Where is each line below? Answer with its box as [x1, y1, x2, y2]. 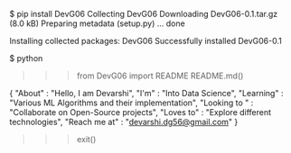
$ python [9, 53, 43, 63]
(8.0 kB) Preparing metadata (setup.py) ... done [9, 18, 185, 29]
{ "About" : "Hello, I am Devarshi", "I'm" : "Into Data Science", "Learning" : [9, 88, 284, 98]
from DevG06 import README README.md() [76, 70, 244, 81]
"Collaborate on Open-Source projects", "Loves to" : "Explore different [9, 107, 272, 117]
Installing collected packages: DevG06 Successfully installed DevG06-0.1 [9, 36, 282, 46]
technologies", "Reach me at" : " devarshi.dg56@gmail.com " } [9, 117, 239, 127]
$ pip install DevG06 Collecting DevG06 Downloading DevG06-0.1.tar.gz [9, 9, 278, 19]
